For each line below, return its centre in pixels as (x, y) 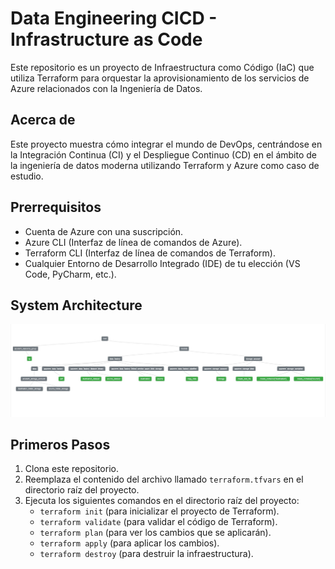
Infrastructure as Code (106, 39)
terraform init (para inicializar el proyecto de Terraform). (159, 511)
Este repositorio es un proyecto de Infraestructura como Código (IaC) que (162, 67)
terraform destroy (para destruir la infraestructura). (146, 554)
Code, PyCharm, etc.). (70, 274)
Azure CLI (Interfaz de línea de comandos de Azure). (133, 242)
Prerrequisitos (56, 207)
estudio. (27, 176)
